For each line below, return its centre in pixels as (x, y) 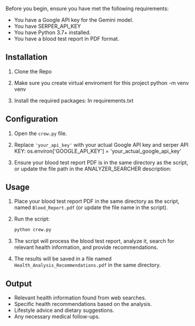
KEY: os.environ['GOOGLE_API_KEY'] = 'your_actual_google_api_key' (97, 151)
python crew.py (33, 230)
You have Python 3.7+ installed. (52, 32)
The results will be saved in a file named (63, 259)
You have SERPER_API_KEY (47, 26)
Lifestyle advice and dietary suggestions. (64, 310)
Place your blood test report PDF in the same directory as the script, (97, 201)
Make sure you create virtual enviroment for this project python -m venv (101, 83)
